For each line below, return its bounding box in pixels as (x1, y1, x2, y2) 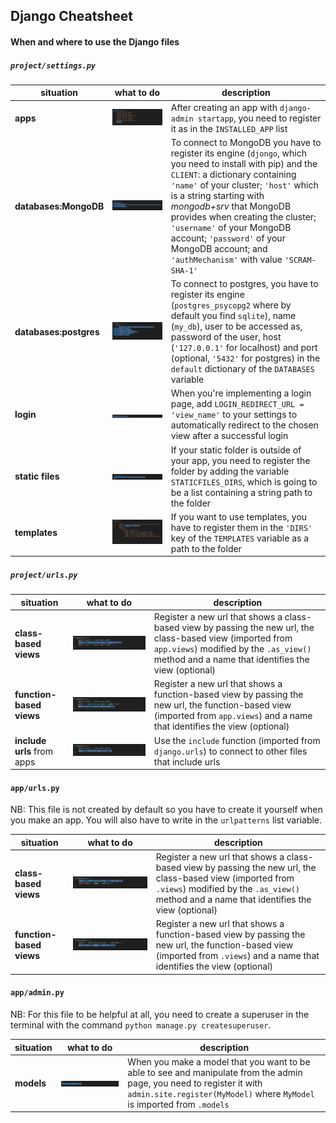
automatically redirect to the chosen (170, 419, 319, 431)
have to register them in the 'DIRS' (170, 521, 313, 533)
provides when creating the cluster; (170, 210, 317, 223)
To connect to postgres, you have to (170, 278, 319, 290)
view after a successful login (170, 430, 289, 442)
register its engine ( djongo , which (170, 147, 307, 159)
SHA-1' (170, 265, 198, 276)
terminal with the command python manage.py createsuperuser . (10, 1019, 272, 1031)
